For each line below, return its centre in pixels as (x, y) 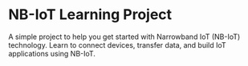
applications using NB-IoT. (52, 53)
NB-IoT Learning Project (90, 15)
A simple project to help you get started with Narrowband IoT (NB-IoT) (124, 37)
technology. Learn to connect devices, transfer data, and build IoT (117, 45)
